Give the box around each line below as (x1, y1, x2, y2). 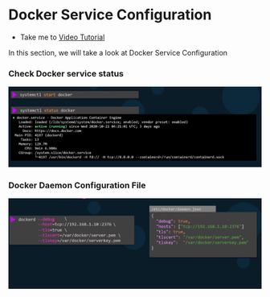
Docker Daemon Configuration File (8, 179, 146, 191)
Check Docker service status (8, 68, 125, 79)
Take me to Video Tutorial (19, 32, 105, 42)
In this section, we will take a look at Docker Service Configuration (8, 47, 227, 57)
